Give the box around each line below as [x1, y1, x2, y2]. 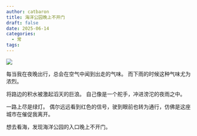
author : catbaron [6, 8, 50, 15]
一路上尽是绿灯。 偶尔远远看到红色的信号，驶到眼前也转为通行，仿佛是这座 [6, 103, 191, 110]
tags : [6, 42, 20, 48]
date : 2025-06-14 [6, 25, 50, 32]
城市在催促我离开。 [6, 110, 54, 118]
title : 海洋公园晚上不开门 [6, 14, 66, 20]
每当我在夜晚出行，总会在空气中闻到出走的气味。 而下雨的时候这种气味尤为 [6, 70, 191, 78]
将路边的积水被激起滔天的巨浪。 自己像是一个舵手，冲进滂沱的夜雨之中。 [6, 90, 186, 97]
